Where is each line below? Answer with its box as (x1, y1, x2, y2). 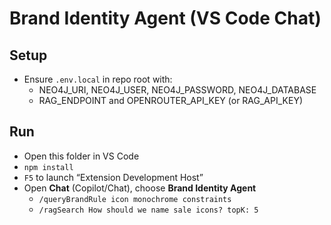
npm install (23, 162, 74, 172)
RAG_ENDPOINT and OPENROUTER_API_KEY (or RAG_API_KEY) (38, 95, 304, 106)
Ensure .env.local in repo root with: (23, 73, 173, 85)
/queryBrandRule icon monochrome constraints (38, 194, 232, 204)
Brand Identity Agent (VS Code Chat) (9, 7, 322, 30)
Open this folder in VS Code (23, 150, 140, 162)
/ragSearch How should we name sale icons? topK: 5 (38, 205, 259, 215)
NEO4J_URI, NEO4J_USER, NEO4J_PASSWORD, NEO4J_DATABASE (38, 84, 317, 96)
